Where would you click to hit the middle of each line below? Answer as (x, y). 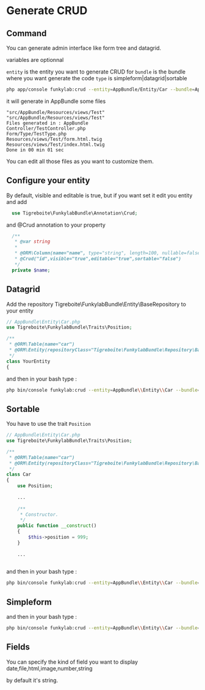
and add (17, 202)
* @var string (32, 242)
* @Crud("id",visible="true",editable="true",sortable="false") (98, 259)
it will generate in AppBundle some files (56, 101)
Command (27, 33)
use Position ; (35, 486)
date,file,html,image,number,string (49, 668)
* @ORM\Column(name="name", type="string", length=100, (87, 253)
